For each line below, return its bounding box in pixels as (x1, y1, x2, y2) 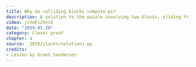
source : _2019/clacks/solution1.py (6, 41, 93, 47)
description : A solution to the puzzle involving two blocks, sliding (6, 14, 181, 20)
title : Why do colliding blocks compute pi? (6, 8, 116, 15)
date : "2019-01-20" (6, 24, 54, 31)
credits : (6, 47, 27, 52)
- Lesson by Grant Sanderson (6, 52, 77, 58)
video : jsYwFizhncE (6, 19, 54, 25)
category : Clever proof (6, 30, 64, 36)
